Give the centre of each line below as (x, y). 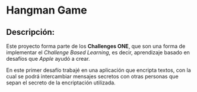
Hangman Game (47, 10)
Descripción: (31, 32)
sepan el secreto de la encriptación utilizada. (61, 83)
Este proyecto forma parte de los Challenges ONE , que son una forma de (96, 46)
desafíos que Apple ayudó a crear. (48, 59)
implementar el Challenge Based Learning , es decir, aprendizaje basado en (98, 52)
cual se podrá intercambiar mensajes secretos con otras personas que (93, 76)
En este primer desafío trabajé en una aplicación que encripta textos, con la (99, 70)
